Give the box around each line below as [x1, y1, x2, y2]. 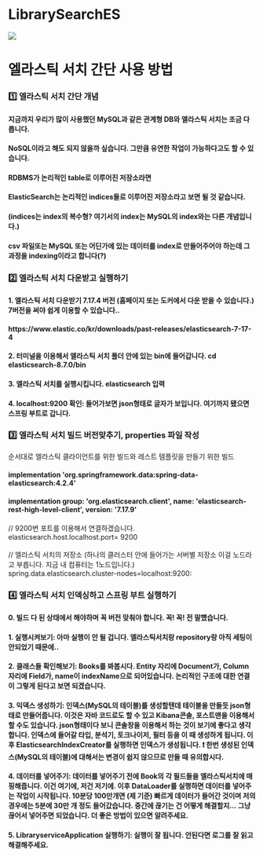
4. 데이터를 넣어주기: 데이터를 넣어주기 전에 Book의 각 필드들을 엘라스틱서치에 [8, 771, 245, 781]
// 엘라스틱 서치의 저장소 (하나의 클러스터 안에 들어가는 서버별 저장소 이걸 [8, 550, 232, 559]
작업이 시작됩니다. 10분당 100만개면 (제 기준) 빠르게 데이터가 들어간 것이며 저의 [16, 791, 256, 800]
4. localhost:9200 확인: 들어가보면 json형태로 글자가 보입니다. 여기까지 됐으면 [8, 398, 250, 408]
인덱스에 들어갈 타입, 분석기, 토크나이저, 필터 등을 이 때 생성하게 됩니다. [31, 730, 246, 739]
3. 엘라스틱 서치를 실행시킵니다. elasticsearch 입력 [8, 379, 166, 388]
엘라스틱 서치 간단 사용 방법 [8, 61, 174, 79]
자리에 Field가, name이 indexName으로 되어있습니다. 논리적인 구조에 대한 [8, 672, 236, 681]
